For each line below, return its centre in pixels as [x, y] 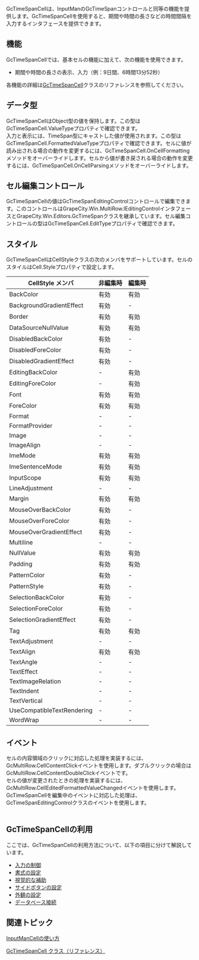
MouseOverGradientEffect [46, 532]
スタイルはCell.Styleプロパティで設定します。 [62, 267]
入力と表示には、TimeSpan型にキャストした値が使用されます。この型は [94, 136]
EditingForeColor [33, 383]
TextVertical [26, 701]
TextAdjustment [31, 641]
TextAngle [23, 662]
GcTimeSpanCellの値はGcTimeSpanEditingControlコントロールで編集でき [96, 202]
